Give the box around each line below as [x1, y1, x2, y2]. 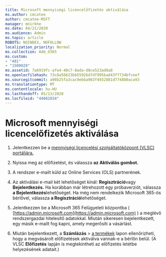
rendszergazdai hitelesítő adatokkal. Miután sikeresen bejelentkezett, [12, 215, 155, 221]
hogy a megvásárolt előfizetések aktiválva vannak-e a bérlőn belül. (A [12, 236, 156, 242]
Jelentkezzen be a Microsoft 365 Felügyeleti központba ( [12, 205, 130, 211]
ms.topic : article [5, 36, 43, 41]
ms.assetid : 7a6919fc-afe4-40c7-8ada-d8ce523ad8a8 [5, 68, 113, 73]
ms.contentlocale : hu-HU [5, 86, 57, 92]
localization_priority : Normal [5, 45, 70, 50]
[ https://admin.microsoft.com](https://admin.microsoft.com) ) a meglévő [12, 210, 161, 216]
